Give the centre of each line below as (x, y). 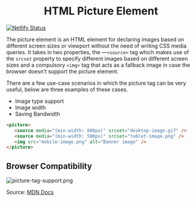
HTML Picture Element (101, 11)
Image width (30, 107)
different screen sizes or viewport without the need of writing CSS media (96, 46)
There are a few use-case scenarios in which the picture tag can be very (96, 83)
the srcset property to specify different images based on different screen (97, 58)
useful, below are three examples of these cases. (67, 89)
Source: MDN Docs (30, 192)
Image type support (39, 101)
